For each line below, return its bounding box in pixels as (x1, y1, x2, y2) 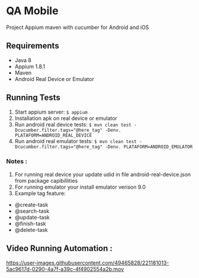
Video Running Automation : (6, 244, 113, 254)
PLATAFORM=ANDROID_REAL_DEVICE (14, 132, 92, 138)
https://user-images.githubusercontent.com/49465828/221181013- (6, 259, 169, 266)
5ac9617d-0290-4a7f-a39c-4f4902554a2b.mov (6, 265, 124, 273)
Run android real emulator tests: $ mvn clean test (14, 137, 137, 144)
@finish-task (14, 220, 46, 227)
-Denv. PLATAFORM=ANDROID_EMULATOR (105, 144, 193, 150)
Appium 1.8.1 (14, 63, 46, 70)
